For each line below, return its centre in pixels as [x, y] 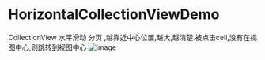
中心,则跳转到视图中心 [51, 47]
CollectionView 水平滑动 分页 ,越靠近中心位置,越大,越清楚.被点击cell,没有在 [129, 37]
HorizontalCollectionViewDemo [114, 15]
